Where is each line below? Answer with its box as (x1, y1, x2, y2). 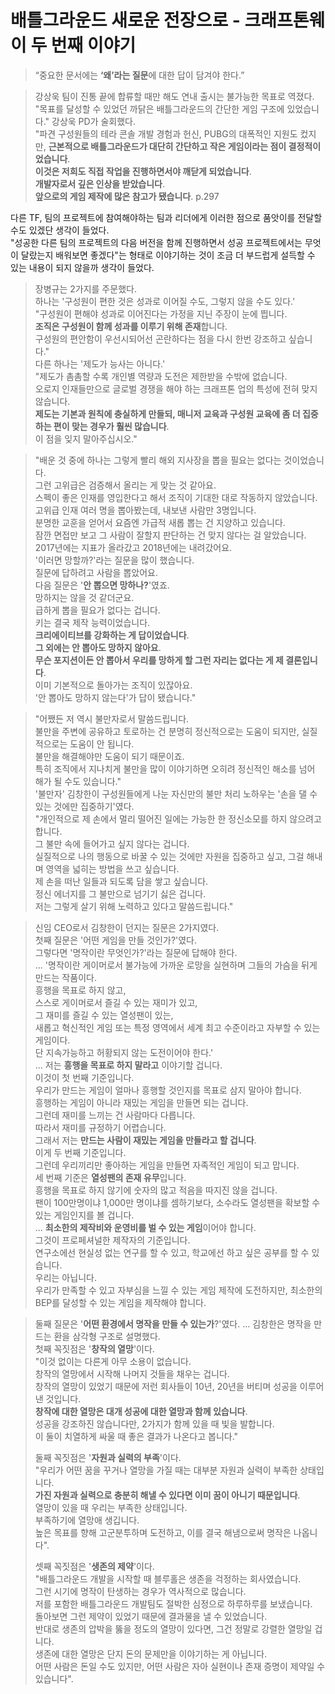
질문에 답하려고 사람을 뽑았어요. (34, 566, 158, 578)
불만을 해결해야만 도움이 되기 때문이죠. (34, 750, 185, 762)
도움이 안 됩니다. (69, 737, 135, 750)
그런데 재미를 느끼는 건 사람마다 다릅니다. (34, 1109, 196, 1121)
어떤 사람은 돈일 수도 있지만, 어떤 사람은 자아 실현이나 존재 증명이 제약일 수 (34, 1660, 326, 1672)
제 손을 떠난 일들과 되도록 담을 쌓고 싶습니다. (34, 875, 209, 887)
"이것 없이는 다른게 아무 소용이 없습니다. (34, 1355, 192, 1367)
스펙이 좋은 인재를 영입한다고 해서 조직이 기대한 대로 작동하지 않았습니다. (34, 491, 318, 503)
